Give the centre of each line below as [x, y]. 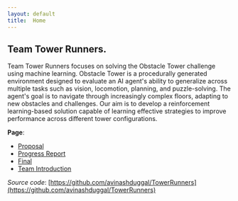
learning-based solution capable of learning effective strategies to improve [117, 111]
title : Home [27, 21]
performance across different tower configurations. [82, 119]
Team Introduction [44, 169]
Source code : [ [29, 183]
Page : [16, 132]
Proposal [31, 147]
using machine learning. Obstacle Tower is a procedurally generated [107, 74]
